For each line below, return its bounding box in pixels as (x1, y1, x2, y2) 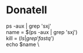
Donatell (6, 3, 48, 17)
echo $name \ (6, 41, 39, 48)
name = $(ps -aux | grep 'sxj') (6, 28, 78, 35)
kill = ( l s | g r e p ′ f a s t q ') (6, 35, 55, 41)
